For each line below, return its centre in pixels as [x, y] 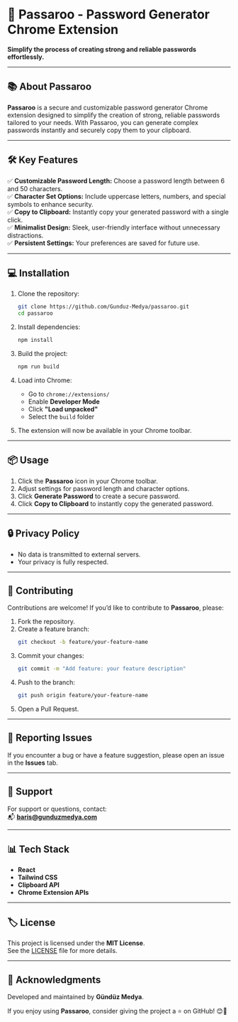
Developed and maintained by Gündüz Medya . [75, 997]
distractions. [25, 235]
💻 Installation [39, 273]
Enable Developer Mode [64, 402]
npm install [35, 340]
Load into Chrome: [45, 380]
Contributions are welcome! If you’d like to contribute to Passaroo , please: [116, 608]
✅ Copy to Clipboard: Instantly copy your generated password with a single [118, 212]
